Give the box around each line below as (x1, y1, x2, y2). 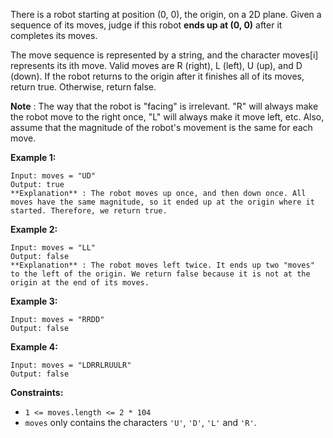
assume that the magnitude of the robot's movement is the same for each (10, 122, 313, 133)
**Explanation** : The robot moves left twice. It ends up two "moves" (10, 260, 315, 270)
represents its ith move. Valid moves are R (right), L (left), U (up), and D (10, 60, 303, 71)
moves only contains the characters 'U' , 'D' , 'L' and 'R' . (24, 417, 257, 428)
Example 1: (10, 152, 57, 163)
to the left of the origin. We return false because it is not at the (10, 269, 311, 279)
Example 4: (10, 341, 58, 353)
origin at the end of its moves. (10, 278, 150, 288)
